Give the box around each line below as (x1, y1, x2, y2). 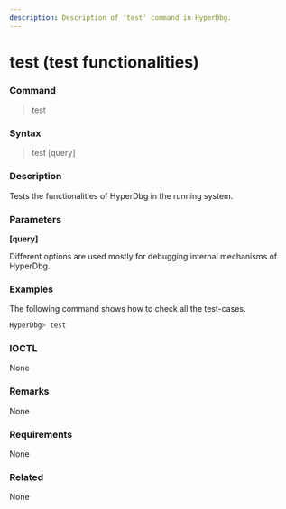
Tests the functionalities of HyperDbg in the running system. (9, 190, 234, 201)
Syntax (9, 127, 42, 140)
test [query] (31, 148, 76, 159)
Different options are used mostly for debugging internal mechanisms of (9, 251, 278, 261)
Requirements (9, 428, 73, 441)
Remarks (9, 385, 50, 397)
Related (9, 470, 44, 483)
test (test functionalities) (9, 51, 200, 72)
